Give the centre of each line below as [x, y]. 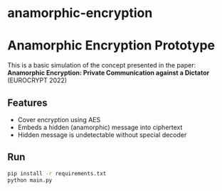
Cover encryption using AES [59, 119]
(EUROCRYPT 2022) [37, 80]
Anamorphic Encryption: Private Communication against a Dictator [109, 73]
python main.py [30, 180]
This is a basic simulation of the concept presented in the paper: [102, 65]
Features [27, 103]
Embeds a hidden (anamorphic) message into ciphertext [100, 127]
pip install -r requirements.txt [57, 173]
